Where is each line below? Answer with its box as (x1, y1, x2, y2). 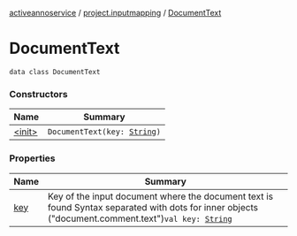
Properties (9, 152, 56, 164)
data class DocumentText (9, 67, 101, 76)
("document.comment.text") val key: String (47, 212, 232, 225)
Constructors (9, 88, 68, 100)
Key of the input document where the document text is (47, 190, 274, 202)
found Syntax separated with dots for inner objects (47, 201, 259, 213)
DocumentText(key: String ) (47, 127, 162, 137)
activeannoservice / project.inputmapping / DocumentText (9, 8, 222, 18)
